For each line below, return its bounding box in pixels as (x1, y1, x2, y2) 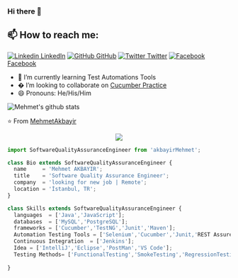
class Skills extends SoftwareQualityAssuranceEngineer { (7, 205, 182, 212)
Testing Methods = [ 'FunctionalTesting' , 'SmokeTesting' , (13, 251, 182, 258)
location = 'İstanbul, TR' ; (13, 186, 97, 193)
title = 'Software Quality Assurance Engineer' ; (13, 172, 170, 179)
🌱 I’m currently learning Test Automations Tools (17, 72, 157, 81)
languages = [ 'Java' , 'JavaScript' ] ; (13, 211, 125, 218)
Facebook (7, 59, 37, 67)
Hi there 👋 (7, 6, 42, 16)
